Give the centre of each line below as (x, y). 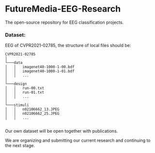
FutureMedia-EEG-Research (63, 9)
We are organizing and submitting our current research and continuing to (78, 140)
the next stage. (20, 146)
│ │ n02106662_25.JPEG (32, 114)
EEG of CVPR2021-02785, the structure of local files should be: (68, 46)
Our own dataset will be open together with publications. (62, 131)
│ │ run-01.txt (25, 92)
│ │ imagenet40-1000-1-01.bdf (40, 71)
